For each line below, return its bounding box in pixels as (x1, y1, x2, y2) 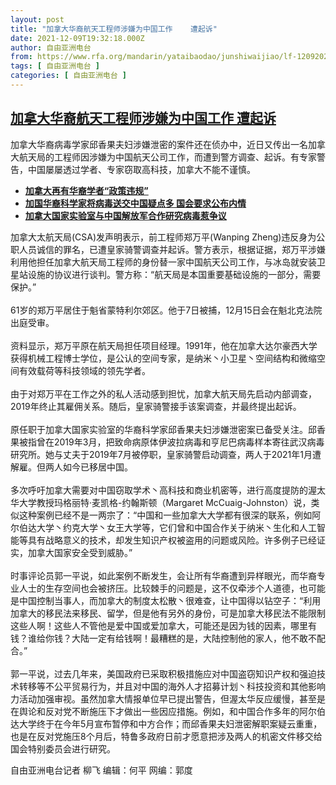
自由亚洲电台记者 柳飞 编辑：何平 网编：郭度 (10, 764, 193, 776)
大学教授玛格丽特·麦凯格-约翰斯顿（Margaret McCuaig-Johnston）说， (18, 496, 312, 508)
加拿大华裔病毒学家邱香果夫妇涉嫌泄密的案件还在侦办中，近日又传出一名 (10, 138, 308, 150)
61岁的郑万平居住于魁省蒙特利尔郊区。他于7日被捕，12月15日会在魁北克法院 (10, 304, 323, 316)
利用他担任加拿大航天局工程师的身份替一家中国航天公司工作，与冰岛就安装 (10, 256, 317, 268)
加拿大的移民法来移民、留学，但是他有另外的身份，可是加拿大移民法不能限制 (10, 607, 326, 619)
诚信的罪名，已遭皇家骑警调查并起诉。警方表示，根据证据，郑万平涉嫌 (36, 243, 326, 255)
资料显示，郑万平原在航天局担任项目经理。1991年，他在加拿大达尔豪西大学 (10, 339, 318, 351)
